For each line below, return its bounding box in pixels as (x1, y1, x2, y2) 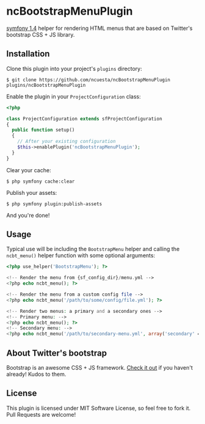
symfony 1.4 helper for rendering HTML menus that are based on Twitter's (6, 24, 193, 32)
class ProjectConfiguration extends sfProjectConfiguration (6, 115, 163, 122)
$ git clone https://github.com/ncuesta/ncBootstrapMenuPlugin (6, 76, 171, 83)
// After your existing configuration (17, 139, 116, 145)
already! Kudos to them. (6, 371, 67, 378)
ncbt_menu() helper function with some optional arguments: (6, 252, 156, 259)
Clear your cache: (6, 166, 51, 174)
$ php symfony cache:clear (6, 178, 75, 185)
